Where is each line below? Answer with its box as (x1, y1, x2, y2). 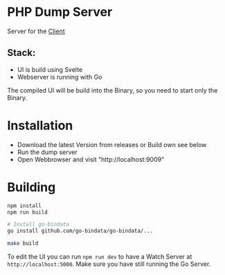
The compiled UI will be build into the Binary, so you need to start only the (7, 86, 218, 94)
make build (7, 240, 39, 247)
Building (7, 179, 56, 195)
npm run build (7, 209, 48, 216)
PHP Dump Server (7, 4, 113, 20)
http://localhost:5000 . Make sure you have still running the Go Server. (7, 260, 211, 268)
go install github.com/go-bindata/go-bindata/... (7, 227, 154, 235)
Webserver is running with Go (17, 73, 102, 81)
